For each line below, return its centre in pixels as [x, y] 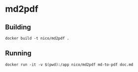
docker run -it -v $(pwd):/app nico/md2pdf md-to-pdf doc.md [69, 65]
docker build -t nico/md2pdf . [37, 38]
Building [18, 27]
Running [18, 53]
